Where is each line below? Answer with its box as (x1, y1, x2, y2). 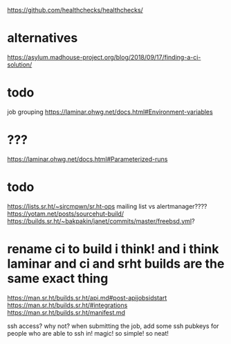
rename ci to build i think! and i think (7, 241, 219, 257)
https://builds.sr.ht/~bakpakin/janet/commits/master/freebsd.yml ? (7, 216, 195, 225)
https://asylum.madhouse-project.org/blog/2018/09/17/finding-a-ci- (7, 53, 201, 61)
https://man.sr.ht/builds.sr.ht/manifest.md (7, 308, 126, 316)
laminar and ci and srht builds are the (7, 256, 225, 271)
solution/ (7, 60, 33, 69)
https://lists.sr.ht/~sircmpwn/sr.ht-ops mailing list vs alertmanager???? (7, 202, 207, 210)
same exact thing (7, 270, 109, 286)
